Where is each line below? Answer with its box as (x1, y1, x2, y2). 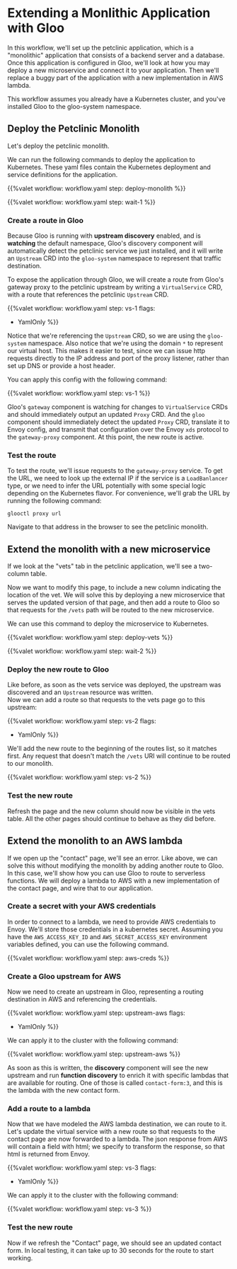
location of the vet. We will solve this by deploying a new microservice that (7, 591, 225, 599)
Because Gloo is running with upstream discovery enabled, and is (7, 231, 202, 240)
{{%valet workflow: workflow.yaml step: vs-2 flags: (7, 717, 157, 725)
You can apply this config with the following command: (7, 375, 168, 384)
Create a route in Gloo (7, 215, 83, 225)
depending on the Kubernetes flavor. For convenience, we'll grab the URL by (7, 489, 230, 498)
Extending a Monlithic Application (7, 5, 211, 21)
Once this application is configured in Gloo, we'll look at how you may (7, 58, 210, 67)
